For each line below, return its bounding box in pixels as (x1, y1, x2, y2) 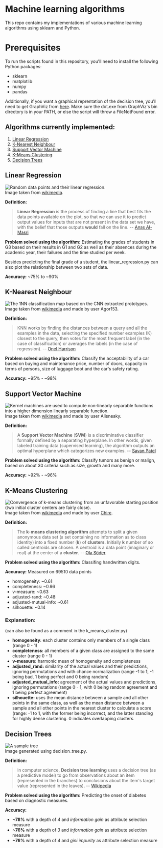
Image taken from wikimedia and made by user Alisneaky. (5, 413, 121, 419)
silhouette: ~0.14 (12, 604, 46, 610)
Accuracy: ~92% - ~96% (5, 472, 57, 478)
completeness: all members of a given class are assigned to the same (12, 648, 154, 654)
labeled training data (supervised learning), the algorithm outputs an (17, 443, 155, 449)
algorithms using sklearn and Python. (5, 25, 80, 30)
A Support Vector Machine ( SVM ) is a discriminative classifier (17, 432, 143, 438)
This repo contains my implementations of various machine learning (5, 20, 142, 26)
